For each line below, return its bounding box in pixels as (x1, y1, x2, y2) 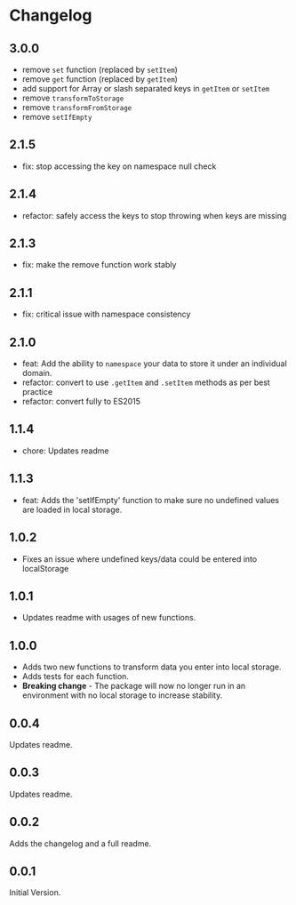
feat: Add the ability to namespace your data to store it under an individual (21, 358, 287, 369)
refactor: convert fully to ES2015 (21, 396, 140, 407)
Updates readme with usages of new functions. (21, 613, 196, 623)
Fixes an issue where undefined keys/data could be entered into (21, 553, 258, 565)
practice (21, 387, 53, 397)
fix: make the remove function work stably (21, 260, 177, 270)
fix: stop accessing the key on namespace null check (21, 161, 217, 172)
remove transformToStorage (21, 92, 124, 103)
